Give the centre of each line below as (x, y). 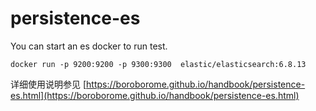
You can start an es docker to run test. (89, 46)
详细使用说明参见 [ (48, 84)
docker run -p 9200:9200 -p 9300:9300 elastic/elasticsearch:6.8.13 (158, 64)
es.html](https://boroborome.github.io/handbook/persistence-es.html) (155, 95)
